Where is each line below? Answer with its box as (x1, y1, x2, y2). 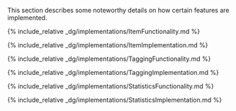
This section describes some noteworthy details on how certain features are (7, 6, 230, 14)
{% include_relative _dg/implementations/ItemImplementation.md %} (7, 41, 208, 49)
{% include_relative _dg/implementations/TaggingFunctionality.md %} (7, 54, 211, 63)
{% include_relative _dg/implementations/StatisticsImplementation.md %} (7, 95, 223, 104)
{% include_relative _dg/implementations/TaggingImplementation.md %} (7, 69, 220, 76)
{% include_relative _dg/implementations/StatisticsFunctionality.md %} (7, 82, 214, 90)
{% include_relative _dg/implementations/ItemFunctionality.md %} (7, 28, 201, 35)
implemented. (7, 13, 47, 22)
